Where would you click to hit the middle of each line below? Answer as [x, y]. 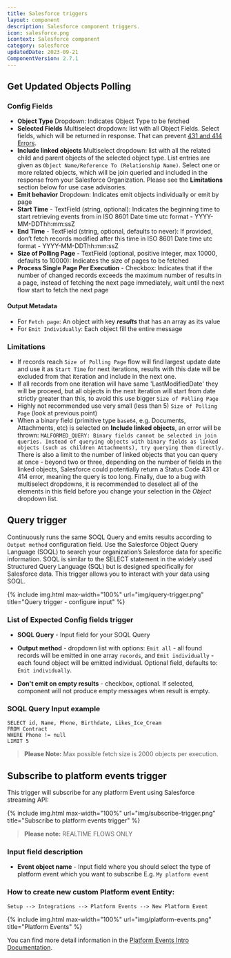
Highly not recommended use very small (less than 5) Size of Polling [117, 406]
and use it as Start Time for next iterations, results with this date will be [119, 369]
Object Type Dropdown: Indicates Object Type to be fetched [103, 121]
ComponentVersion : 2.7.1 [43, 59]
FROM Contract [28, 729]
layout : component [33, 20]
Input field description [45, 852]
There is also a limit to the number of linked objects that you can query [118, 454]
